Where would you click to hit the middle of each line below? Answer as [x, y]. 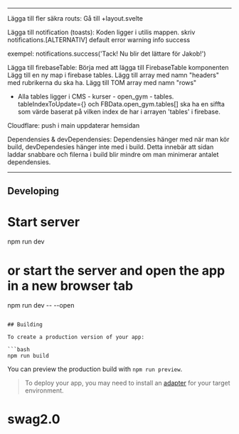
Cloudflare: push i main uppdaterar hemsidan [74, 125]
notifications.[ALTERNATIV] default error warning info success [99, 40]
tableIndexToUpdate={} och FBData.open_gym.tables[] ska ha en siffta [121, 104]
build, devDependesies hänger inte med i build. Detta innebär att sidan [111, 147]
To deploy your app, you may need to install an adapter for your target [127, 383]
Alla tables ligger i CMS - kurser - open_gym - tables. [96, 96]
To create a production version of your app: [76, 337]
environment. [44, 390]
